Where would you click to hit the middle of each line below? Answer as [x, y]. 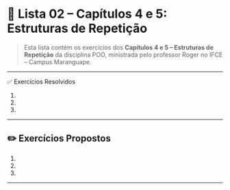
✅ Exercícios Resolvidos [41, 81]
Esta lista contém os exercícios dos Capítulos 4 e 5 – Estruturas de [118, 47]
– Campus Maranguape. [57, 62]
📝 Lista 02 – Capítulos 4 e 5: [87, 14]
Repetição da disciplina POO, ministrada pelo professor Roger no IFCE [123, 55]
